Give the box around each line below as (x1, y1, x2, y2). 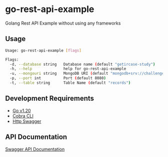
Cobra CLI (12, 113, 33, 119)
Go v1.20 (12, 107, 31, 113)
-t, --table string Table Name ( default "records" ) (9, 80, 131, 85)
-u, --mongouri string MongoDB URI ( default (9, 71, 108, 76)
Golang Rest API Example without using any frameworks (5, 20, 121, 26)
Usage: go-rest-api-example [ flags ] (5, 48, 81, 53)
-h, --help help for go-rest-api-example (9, 66, 126, 71)
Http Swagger (12, 118, 41, 124)
